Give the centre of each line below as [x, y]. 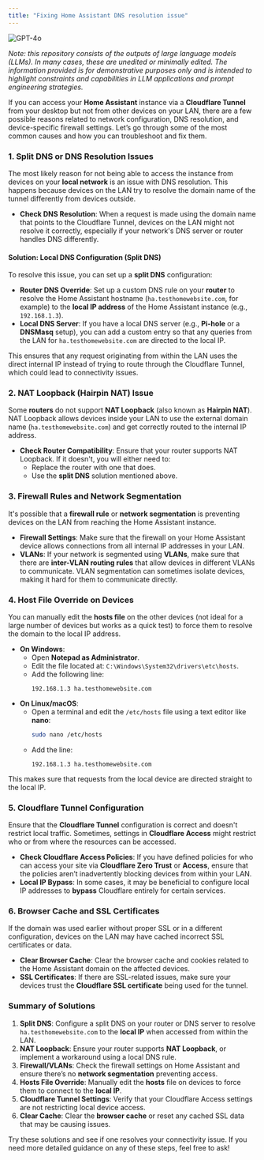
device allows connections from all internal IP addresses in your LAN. [132, 545]
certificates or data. [40, 945]
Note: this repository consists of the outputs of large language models [122, 53]
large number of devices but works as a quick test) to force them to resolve [130, 626]
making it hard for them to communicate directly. [99, 579]
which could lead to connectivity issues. [73, 373]
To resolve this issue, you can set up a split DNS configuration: [110, 275]
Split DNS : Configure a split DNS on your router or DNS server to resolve [138, 1023]
